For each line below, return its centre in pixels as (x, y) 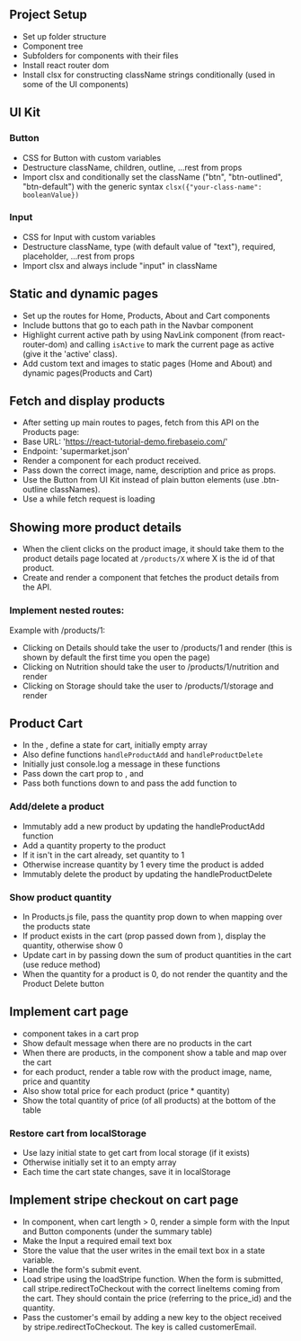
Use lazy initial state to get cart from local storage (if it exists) (136, 1153)
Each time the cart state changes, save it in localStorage (126, 1172)
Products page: (51, 432)
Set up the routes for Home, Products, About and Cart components (146, 315)
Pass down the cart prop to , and (83, 774)
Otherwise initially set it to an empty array (99, 1162)
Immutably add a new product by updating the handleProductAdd (143, 826)
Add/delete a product (57, 806)
